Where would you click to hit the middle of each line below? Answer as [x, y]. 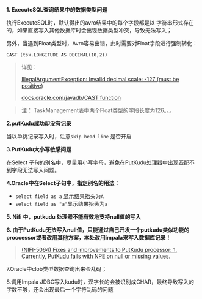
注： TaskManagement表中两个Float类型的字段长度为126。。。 [98, 110]
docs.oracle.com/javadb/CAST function [71, 98]
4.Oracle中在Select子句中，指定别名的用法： [63, 183]
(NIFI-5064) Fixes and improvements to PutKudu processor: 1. [99, 250]
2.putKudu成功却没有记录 [39, 123]
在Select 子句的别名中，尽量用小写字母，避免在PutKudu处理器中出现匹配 [98, 162]
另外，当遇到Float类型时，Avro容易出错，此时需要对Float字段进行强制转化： [102, 43]
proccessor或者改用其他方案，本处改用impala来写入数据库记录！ [89, 237]
